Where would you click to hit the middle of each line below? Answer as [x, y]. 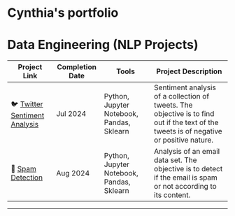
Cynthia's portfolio [63, 13]
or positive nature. [184, 140]
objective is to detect [188, 169]
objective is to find [184, 114]
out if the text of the [186, 122]
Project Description [189, 71]
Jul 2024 [71, 114]
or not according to [185, 187]
